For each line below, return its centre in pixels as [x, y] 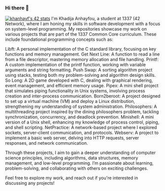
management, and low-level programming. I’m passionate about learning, [79, 163]
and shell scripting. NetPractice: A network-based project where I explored [81, 127]
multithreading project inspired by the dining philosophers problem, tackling [82, 112]
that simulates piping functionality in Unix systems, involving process [75, 91]
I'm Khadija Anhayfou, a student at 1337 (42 [96, 19]
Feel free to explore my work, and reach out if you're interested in [72, 178]
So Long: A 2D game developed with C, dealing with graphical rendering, [79, 80]
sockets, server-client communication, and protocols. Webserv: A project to [82, 133]
